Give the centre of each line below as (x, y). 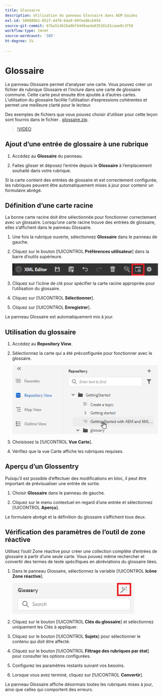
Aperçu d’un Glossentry (42, 467)
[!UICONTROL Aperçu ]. (36, 507)
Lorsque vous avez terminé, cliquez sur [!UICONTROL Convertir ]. (78, 675)
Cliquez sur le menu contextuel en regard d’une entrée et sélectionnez (82, 502)
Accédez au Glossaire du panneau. (48, 156)
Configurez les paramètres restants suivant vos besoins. (68, 665)
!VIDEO (24, 129)
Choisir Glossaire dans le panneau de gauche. (58, 493)
